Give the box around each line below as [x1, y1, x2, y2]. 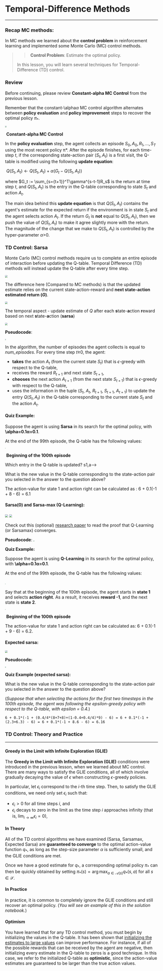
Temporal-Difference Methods [5, 3, 130, 15]
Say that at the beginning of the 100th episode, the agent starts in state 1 [5, 589, 150, 595]
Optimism [5, 919, 25, 924]
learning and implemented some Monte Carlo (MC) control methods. [5, 43, 142, 49]
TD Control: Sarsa [5, 244, 48, 251]
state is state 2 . [5, 599, 36, 605]
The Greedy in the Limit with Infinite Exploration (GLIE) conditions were [5, 759, 150, 765]
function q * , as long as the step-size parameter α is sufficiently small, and [5, 847, 153, 853]
